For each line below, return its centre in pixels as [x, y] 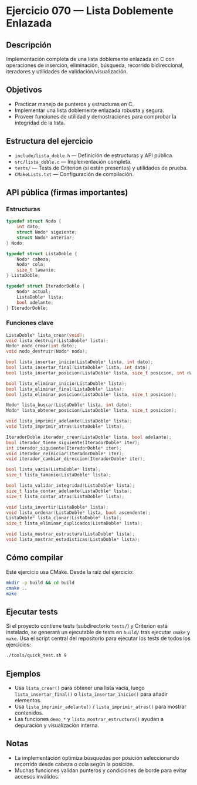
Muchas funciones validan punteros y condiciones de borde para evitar [101, 770]
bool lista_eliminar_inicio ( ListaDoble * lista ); [67, 383]
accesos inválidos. [37, 776]
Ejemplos [23, 674]
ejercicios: [18, 645]
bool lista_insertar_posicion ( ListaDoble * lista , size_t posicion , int [95, 373]
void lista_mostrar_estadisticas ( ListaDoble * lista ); [73, 540]
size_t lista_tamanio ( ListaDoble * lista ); [59, 475]
